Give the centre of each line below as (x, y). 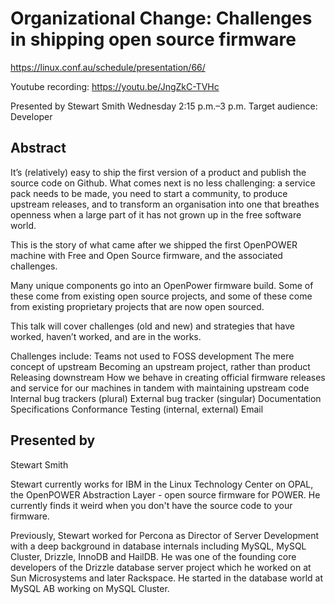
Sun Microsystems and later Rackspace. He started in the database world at (167, 578)
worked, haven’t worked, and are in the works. (106, 336)
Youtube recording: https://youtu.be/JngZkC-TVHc (115, 86)
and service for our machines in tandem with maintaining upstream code (160, 388)
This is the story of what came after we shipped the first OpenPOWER (154, 244)
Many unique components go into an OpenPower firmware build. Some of (162, 285)
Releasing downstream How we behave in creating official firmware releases (168, 377)
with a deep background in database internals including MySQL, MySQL (158, 546)
